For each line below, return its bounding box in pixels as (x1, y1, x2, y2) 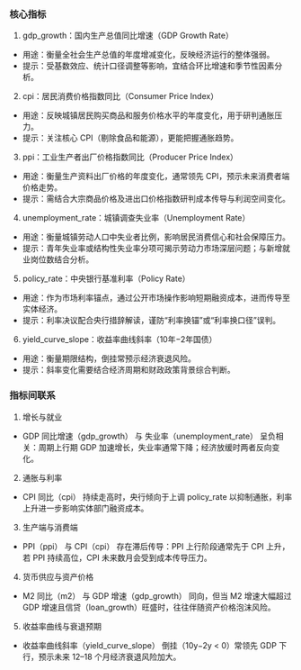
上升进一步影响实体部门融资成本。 (22, 502, 149, 513)
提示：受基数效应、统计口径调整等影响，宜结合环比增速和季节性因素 (22, 60, 275, 71)
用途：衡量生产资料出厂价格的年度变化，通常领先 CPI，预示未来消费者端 (22, 171, 290, 182)
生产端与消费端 (22, 521, 78, 532)
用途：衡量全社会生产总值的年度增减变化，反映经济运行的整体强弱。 (22, 50, 275, 60)
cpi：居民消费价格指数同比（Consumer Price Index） (22, 91, 218, 102)
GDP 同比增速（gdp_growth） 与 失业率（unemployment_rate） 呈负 (22, 430, 277, 441)
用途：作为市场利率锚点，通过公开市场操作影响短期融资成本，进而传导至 (22, 293, 290, 303)
